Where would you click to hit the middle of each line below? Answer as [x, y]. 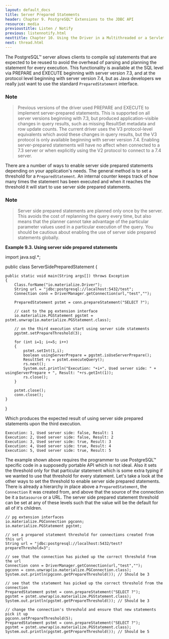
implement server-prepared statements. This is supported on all [83, 113]
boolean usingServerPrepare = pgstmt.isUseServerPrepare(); [88, 355]
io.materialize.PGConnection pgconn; [45, 522]
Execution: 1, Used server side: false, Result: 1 [59, 433]
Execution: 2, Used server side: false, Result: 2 [59, 437]
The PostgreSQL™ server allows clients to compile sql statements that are [81, 57]
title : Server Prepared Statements [43, 15]
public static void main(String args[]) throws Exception [67, 276]
